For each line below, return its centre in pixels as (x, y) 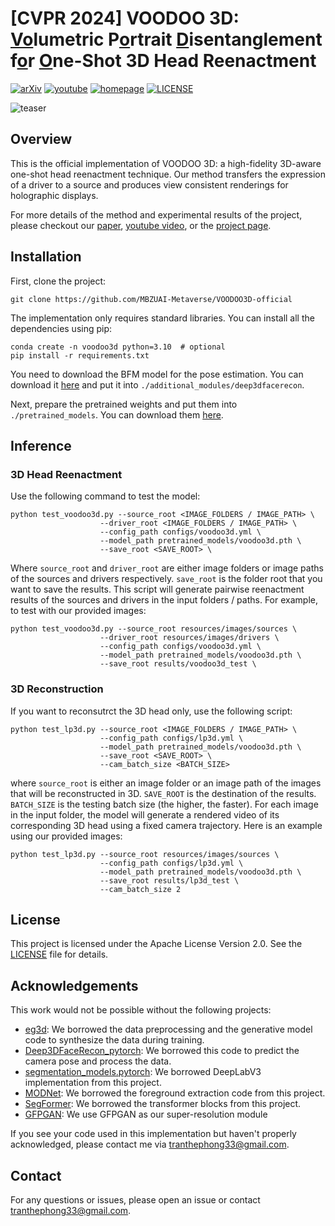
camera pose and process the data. (98, 1061)
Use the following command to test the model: (105, 496)
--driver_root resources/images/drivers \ (189, 638)
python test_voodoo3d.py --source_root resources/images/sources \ (154, 629)
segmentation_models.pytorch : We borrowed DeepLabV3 (143, 1072)
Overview (41, 139)
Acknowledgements (74, 985)
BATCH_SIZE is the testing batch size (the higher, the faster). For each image (164, 804)
